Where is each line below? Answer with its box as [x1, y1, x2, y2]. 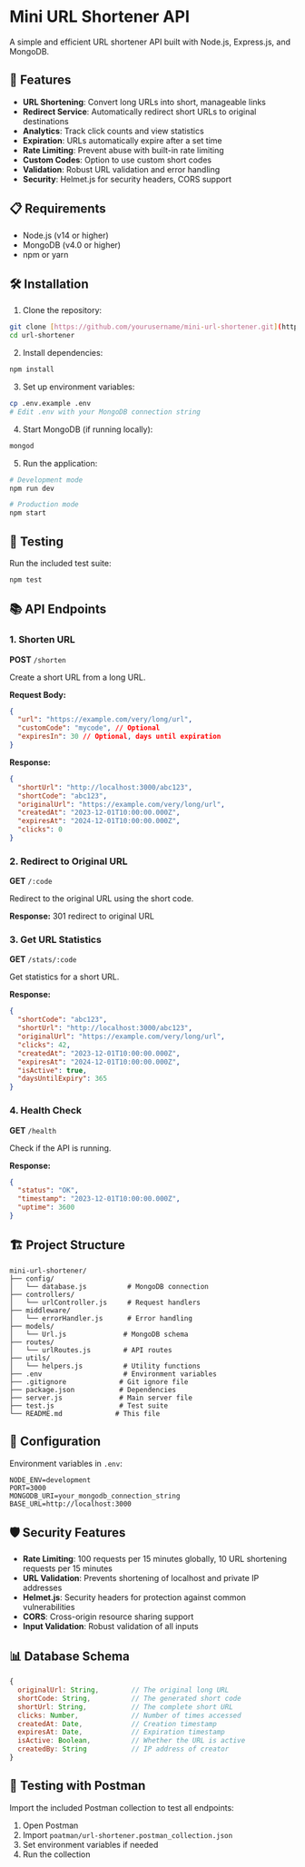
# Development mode [9, 475, 84, 485]
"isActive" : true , [17, 1066, 88, 1075]
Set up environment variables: [22, 381, 135, 392]
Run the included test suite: [9, 557, 112, 568]
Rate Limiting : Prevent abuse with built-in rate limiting [22, 144, 224, 155]
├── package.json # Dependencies [9, 1385, 177, 1394]
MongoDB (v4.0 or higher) [22, 239, 121, 251]
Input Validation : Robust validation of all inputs [22, 1621, 199, 1632]
